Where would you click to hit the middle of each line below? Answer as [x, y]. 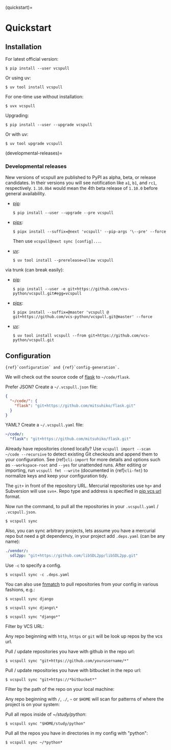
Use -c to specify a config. [33, 565]
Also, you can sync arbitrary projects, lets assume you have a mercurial [80, 531]
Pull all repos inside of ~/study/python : [46, 714]
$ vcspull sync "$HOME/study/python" [45, 723]
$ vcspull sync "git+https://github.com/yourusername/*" [67, 661]
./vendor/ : [17, 551]
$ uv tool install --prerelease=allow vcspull [63, 260]
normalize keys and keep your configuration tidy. [57, 476]
